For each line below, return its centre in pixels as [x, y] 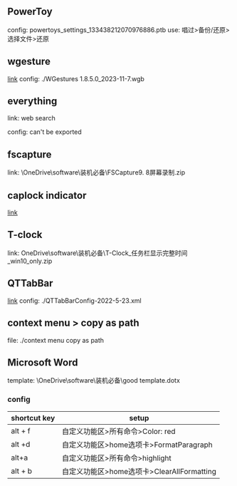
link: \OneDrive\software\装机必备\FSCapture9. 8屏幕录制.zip [96, 172]
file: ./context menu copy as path [56, 340]
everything [32, 102]
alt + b [22, 471]
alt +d [21, 444]
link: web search [31, 118]
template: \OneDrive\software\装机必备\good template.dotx [94, 381]
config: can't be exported [44, 132]
